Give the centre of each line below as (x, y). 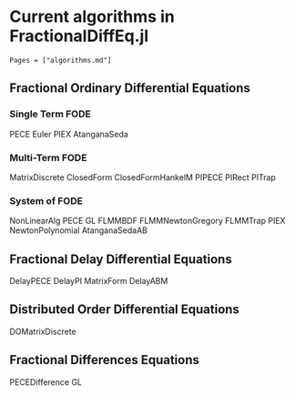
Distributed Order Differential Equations (124, 310)
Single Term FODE (50, 114)
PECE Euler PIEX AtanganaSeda (69, 134)
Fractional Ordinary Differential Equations (130, 88)
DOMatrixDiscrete (43, 331)
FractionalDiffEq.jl (79, 36)
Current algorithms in (92, 17)
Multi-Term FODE (48, 157)
